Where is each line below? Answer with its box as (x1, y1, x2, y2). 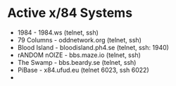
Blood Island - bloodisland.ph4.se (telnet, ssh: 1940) (17, 43, 169, 51)
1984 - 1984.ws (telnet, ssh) (17, 28, 99, 37)
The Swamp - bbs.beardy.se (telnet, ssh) (17, 58, 137, 66)
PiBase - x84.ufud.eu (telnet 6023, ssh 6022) (17, 66, 149, 74)
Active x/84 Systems (7, 5, 132, 21)
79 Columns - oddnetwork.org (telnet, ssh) (17, 35, 142, 44)
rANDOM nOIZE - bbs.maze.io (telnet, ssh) (17, 51, 141, 59)
